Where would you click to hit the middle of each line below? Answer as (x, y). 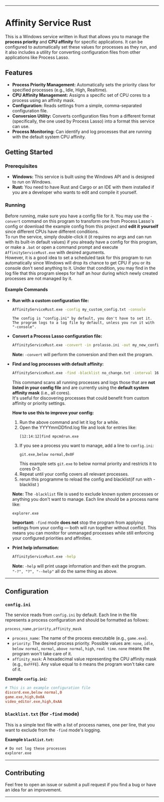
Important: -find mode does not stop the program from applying (78, 522)
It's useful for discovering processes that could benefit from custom (81, 398)
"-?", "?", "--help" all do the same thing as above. (65, 571)
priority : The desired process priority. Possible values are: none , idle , (83, 643)
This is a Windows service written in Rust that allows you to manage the (77, 36)
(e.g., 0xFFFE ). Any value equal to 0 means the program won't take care (83, 664)
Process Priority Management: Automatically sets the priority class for (84, 84)
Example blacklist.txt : (30, 739)
